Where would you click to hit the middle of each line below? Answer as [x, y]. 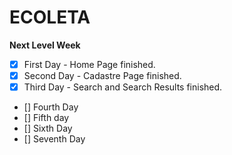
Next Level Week [45, 45]
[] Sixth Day [48, 128]
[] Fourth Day [51, 107]
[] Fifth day [46, 118]
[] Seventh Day [54, 139]
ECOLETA [50, 17]
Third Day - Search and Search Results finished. [123, 87]
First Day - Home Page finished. [89, 64]
